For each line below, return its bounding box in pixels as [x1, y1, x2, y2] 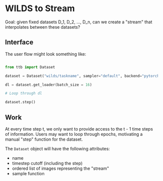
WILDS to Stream [5, 3, 75, 14]
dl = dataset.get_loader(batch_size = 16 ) [5, 82, 92, 87]
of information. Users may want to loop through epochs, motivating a [5, 131, 143, 137]
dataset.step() [5, 100, 36, 105]
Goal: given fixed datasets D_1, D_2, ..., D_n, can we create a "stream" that [5, 19, 152, 25]
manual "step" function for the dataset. [5, 136, 83, 142]
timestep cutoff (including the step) [12, 160, 83, 166]
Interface [5, 38, 33, 47]
